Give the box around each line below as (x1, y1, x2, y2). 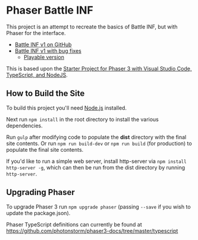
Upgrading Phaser (6, 187, 76, 197)
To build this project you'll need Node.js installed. (6, 104, 127, 111)
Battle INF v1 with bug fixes (14, 47, 81, 54)
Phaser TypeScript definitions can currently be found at (6, 220, 143, 228)
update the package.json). (6, 209, 71, 216)
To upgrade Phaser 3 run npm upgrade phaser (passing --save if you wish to (6, 203, 191, 210)
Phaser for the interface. (6, 29, 66, 36)
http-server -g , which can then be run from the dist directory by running (6, 164, 186, 171)
